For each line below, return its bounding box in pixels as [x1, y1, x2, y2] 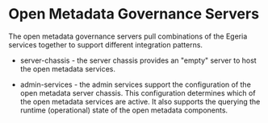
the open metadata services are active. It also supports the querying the [19, 96, 261, 106]
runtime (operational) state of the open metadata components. [19, 105, 228, 115]
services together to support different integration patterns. [8, 39, 203, 49]
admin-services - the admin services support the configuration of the [19, 80, 252, 89]
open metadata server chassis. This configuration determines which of [19, 88, 256, 97]
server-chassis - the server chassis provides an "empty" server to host [19, 55, 257, 65]
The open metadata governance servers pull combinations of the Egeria [8, 31, 248, 41]
